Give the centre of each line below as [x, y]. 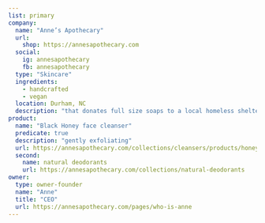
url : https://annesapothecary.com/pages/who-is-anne [104, 206]
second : [28, 155]
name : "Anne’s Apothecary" [60, 30]
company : [22, 23]
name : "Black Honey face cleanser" [74, 126]
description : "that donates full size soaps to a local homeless [125, 111]
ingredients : [37, 81]
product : [22, 119]
